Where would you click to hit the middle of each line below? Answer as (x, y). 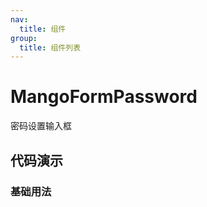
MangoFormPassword (104, 97)
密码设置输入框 (41, 126)
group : (24, 38)
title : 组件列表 (50, 47)
